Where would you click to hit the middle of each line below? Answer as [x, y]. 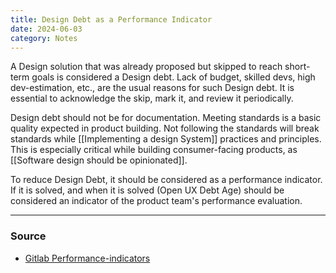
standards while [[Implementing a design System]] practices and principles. [166, 139]
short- [297, 67]
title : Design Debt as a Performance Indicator [111, 19]
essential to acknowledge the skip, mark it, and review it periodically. [152, 98]
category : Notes [44, 38]
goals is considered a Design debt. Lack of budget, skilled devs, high [173, 77]
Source [28, 236]
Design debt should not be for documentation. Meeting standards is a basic [166, 118]
